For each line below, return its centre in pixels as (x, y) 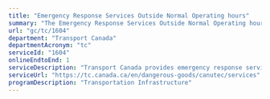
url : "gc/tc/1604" (39, 30)
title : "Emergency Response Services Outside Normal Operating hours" (129, 16)
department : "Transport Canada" (62, 38)
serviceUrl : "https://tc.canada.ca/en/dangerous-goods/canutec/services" (135, 75)
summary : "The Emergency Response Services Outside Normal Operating (127, 23)
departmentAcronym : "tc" (50, 46)
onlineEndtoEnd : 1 (39, 61)
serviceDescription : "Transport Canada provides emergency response (125, 68)
